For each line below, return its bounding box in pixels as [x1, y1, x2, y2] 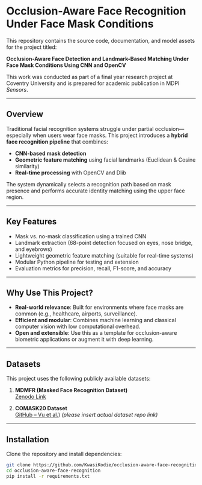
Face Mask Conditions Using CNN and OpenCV [6, 62, 126, 69]
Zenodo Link [14, 393, 46, 401]
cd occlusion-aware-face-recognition [6, 468, 101, 474]
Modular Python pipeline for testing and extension [14, 258, 139, 265]
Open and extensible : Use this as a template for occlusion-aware [14, 329, 177, 337]
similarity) [14, 162, 40, 170]
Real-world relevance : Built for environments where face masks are [14, 303, 184, 311]
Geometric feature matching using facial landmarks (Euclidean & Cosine [14, 156, 196, 163]
